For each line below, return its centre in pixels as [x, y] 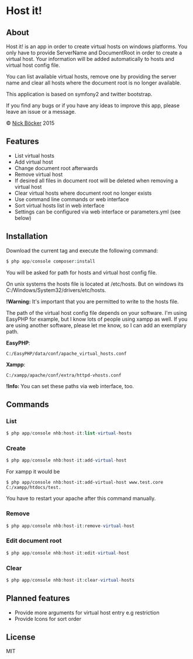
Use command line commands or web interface [72, 199]
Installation [27, 237]
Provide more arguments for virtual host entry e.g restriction [87, 612]
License [21, 637]
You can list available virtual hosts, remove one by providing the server [91, 77]
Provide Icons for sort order [48, 619]
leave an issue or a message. [41, 112]
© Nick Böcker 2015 [30, 123]
